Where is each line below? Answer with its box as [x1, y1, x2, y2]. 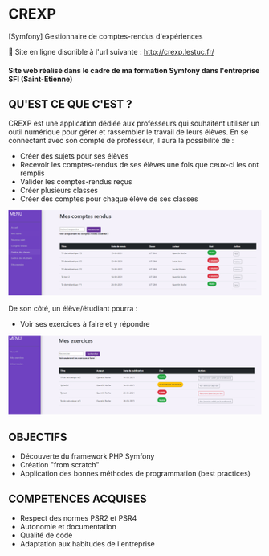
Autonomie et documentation [19, 522, 116, 532]
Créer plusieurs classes [19, 186, 99, 196]
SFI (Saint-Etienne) [8, 74, 73, 84]
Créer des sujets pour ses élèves [19, 151, 129, 161]
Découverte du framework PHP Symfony [19, 451, 155, 461]
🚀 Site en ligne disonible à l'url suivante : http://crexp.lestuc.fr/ [8, 47, 214, 56]
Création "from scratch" [19, 460, 100, 470]
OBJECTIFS [8, 430, 67, 444]
